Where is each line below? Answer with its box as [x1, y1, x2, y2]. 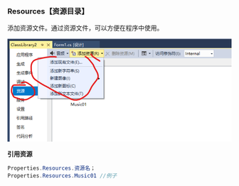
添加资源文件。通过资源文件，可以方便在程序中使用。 [7, 23, 164, 33]
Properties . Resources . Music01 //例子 [7, 173, 117, 180]
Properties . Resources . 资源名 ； [7, 165, 96, 172]
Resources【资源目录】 [7, 6, 89, 16]
